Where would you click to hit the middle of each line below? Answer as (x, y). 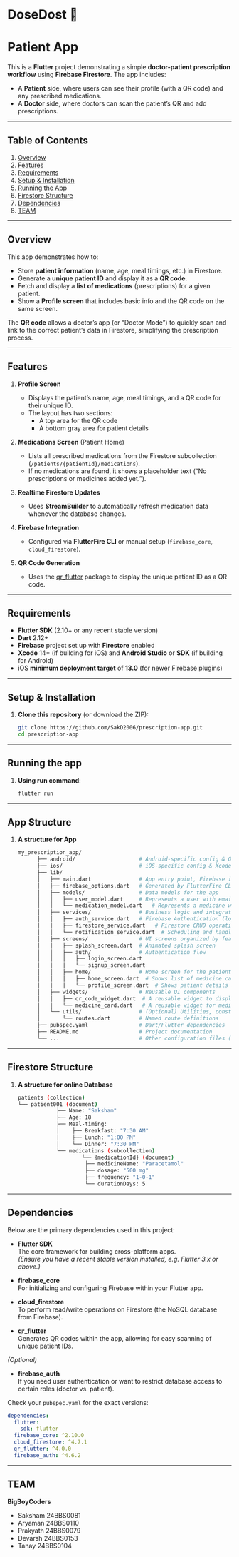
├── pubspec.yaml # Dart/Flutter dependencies (131, 1025)
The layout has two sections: (70, 412)
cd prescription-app (48, 734)
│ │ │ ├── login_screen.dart (90, 959)
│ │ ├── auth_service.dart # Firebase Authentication (128, 919)
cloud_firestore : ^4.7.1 (51, 1442)
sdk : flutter (39, 1429)
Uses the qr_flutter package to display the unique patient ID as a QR (128, 577)
